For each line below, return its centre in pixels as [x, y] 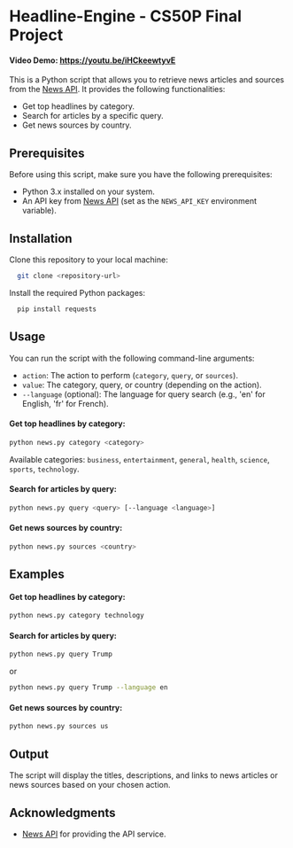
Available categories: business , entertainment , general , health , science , [139, 459]
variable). [39, 211]
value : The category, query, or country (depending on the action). [142, 385]
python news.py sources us [59, 727]
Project [36, 35]
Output [29, 754]
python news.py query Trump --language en [89, 688]
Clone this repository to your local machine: [89, 260]
